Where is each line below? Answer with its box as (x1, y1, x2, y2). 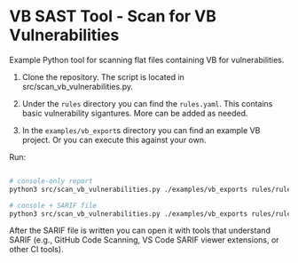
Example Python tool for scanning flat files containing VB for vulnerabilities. (9, 54, 285, 65)
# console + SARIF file (9, 201, 98, 210)
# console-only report (9, 176, 93, 186)
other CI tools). (9, 244, 64, 255)
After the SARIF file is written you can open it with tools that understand (9, 225, 271, 236)
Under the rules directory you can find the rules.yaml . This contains (21, 98, 273, 108)
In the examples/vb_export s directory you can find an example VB (21, 124, 261, 135)
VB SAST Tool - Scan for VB (9, 6, 217, 27)
